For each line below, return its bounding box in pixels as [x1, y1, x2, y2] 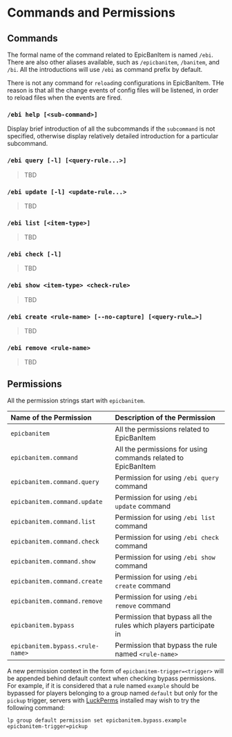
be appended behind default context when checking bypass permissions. [7, 674, 216, 682]
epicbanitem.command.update [10, 498, 103, 506]
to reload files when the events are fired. [7, 93, 122, 102]
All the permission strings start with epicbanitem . [7, 396, 146, 405]
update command [115, 501, 171, 511]
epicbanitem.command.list [10, 518, 96, 526]
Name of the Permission [10, 413, 92, 422]
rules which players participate [115, 621, 215, 631]
